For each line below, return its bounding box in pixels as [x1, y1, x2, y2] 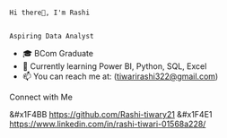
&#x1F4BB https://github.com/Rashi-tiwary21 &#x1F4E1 [9, 109, 213, 119]
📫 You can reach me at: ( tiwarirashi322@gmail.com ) [22, 71, 219, 82]
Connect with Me [9, 91, 74, 102]
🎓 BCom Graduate [22, 48, 94, 58]
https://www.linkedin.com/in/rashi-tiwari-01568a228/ [9, 118, 206, 129]
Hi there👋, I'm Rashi [9, 8, 91, 17]
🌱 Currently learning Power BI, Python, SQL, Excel [22, 61, 207, 72]
